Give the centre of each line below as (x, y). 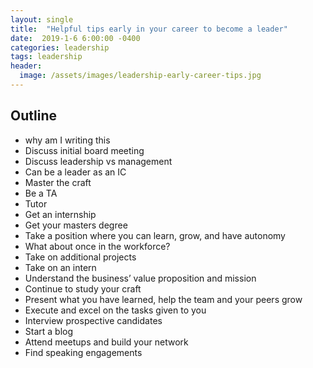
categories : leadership (60, 47)
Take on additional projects (80, 257)
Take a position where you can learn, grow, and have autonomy (155, 235)
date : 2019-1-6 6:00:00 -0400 (75, 38)
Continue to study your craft (83, 288)
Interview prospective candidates (93, 320)
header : (26, 66)
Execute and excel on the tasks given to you (115, 310)
